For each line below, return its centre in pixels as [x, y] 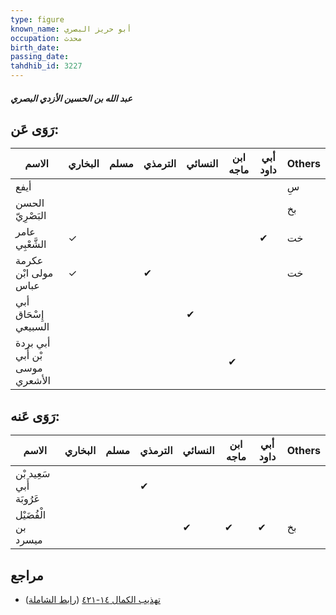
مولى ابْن [34, 273]
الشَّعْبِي [31, 244]
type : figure [37, 19]
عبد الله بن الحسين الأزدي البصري [71, 98]
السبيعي [32, 327]
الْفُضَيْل [31, 515]
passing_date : [40, 57]
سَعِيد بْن [33, 474]
